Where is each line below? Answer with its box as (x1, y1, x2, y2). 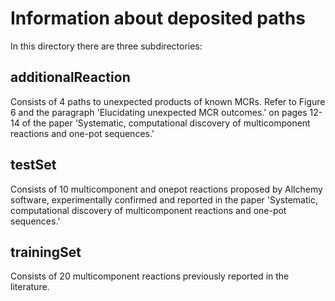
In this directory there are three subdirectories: (10, 40, 203, 52)
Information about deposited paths (10, 7, 306, 30)
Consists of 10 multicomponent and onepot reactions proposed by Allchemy (10, 183, 323, 195)
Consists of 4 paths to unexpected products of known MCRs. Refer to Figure (10, 95, 326, 107)
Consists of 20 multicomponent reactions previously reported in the (10, 270, 290, 282)
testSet (10, 157, 57, 174)
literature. (10, 281, 50, 293)
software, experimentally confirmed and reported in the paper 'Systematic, (10, 193, 318, 206)
